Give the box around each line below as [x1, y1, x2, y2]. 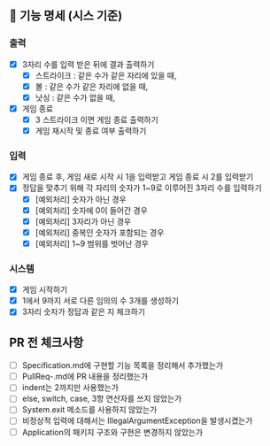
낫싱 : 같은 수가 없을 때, [35, 92, 116, 103]
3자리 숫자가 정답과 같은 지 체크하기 [21, 306, 146, 317]
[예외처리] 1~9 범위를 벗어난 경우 [35, 238, 149, 249]
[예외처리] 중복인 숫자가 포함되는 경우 [35, 227, 165, 237]
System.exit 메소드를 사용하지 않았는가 [21, 404, 158, 415]
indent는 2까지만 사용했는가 [21, 382, 120, 393]
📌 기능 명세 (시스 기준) [9, 8, 123, 24]
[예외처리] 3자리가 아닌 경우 [35, 216, 131, 227]
